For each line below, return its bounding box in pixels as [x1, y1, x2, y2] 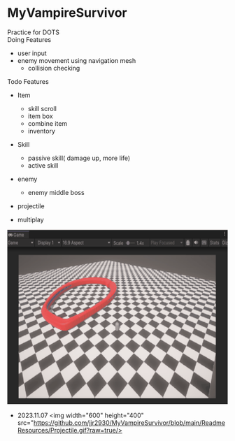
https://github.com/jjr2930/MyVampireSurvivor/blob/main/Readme [34, 418, 226, 427]
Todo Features [7, 77, 49, 85]
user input [17, 49, 47, 57]
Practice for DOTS [7, 28, 59, 36]
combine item [27, 119, 68, 127]
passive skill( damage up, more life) [27, 154, 131, 162]
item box [27, 112, 54, 120]
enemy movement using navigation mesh [17, 56, 136, 64]
